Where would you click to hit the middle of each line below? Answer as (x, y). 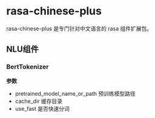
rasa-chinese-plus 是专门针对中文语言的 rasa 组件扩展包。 (79, 28)
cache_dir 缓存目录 (38, 101)
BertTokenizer (28, 67)
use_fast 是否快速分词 (42, 108)
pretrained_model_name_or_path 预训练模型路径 (75, 93)
